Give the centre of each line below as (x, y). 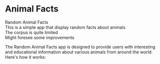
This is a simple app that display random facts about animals (65, 27)
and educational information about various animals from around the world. (79, 52)
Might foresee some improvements (40, 38)
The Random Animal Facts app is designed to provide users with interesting (80, 47)
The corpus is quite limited (31, 32)
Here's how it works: (26, 57)
